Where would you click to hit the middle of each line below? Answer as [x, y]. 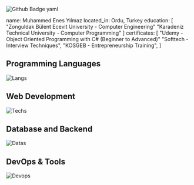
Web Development [41, 97]
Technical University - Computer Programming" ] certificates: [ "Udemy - [95, 33]
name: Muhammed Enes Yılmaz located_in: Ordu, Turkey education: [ [90, 20]
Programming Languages [53, 64]
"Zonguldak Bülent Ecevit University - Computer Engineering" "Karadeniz [95, 27]
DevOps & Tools [36, 162]
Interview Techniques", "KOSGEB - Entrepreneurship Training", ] [84, 45]
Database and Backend [49, 129]
